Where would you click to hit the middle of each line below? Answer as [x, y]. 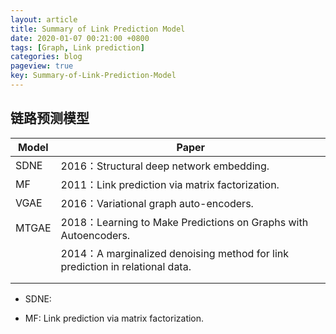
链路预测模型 [50, 118]
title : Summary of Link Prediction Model [98, 29]
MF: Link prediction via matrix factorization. [114, 318]
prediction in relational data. [126, 266]
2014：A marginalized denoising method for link [175, 253]
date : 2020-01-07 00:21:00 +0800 [80, 38]
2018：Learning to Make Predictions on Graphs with [184, 222]
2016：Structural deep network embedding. [165, 166]
